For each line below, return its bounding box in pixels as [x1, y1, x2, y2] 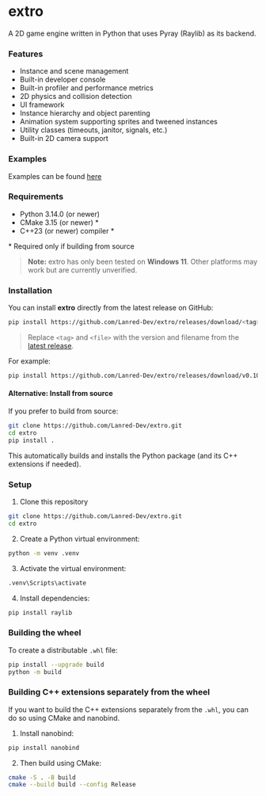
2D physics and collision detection [19, 92, 132, 101]
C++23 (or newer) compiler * [19, 226, 115, 235]
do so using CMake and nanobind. [8, 713, 120, 722]
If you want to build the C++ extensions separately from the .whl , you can [8, 704, 249, 714]
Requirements [8, 191, 64, 202]
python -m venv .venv [8, 549, 80, 557]
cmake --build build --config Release [8, 781, 136, 789]
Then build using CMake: [19, 758, 101, 767]
